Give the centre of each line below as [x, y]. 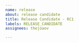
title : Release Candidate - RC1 [39, 19]
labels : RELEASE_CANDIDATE [34, 24]
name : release [20, 10]
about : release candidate [33, 14]
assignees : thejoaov [27, 28]
